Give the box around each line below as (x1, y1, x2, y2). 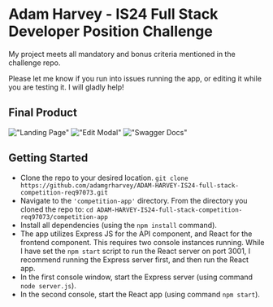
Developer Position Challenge (8, 22, 213, 41)
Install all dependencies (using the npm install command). (19, 220, 218, 230)
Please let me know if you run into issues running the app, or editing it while (8, 73, 262, 83)
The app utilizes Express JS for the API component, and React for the (19, 229, 253, 239)
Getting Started (8, 151, 89, 165)
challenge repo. (8, 58, 61, 68)
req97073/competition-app (19, 213, 108, 221)
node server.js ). (19, 280, 77, 290)
